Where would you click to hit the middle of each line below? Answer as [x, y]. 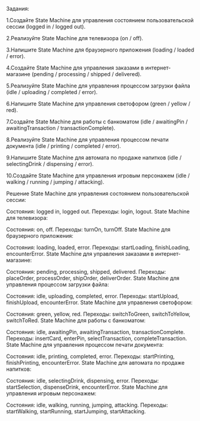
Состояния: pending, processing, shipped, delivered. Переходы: [86, 272]
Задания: [18, 9]
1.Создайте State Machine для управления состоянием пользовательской [100, 20]
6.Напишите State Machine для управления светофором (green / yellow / [98, 104]
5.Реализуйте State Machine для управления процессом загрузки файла [98, 86]
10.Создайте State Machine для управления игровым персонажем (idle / [98, 175]
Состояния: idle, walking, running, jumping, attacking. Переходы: [87, 405]
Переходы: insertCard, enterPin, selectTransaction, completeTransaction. [97, 338]
